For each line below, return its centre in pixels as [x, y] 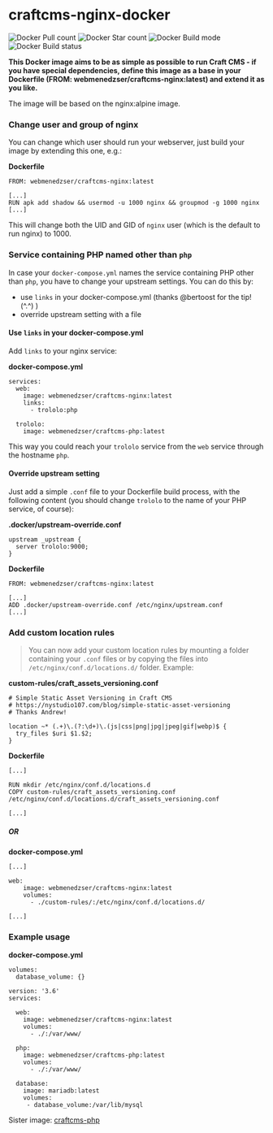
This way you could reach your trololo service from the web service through [136, 446]
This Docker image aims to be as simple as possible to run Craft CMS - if [132, 62]
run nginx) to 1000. [40, 234]
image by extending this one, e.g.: [65, 151]
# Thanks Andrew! [38, 713]
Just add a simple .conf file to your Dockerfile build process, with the [124, 491]
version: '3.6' [34, 991]
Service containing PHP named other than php [100, 255]
